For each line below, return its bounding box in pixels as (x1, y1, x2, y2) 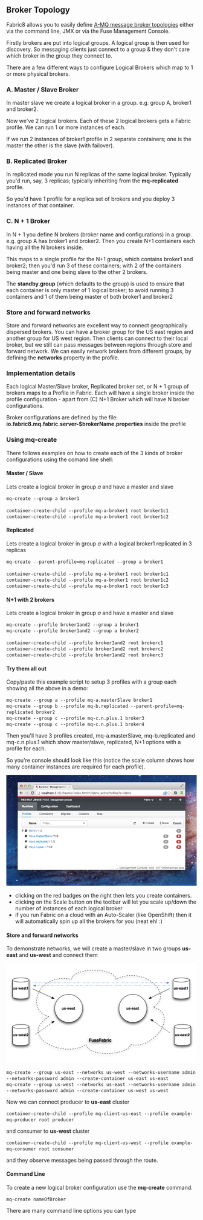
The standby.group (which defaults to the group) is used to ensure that (6, 280, 185, 287)
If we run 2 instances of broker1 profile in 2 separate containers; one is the (6, 136, 192, 143)
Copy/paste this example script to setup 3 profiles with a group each (6, 678, 177, 685)
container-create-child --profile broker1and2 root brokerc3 (6, 652, 164, 658)
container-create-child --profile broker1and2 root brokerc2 (6, 646, 164, 652)
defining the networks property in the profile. (6, 354, 120, 361)
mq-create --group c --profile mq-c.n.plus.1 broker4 (6, 721, 145, 728)
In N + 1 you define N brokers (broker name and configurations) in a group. (6, 230, 192, 238)
